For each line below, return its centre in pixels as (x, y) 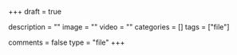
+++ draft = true (35, 12)
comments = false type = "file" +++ (67, 42)
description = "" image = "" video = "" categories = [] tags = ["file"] (119, 27)
